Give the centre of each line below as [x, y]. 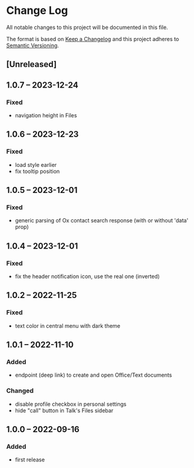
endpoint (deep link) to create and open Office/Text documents [93, 375]
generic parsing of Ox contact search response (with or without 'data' [102, 221]
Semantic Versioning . [33, 45]
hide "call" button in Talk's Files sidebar [64, 410]
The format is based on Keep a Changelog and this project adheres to [93, 39]
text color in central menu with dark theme [67, 326]
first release [30, 460]
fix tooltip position [37, 171]
